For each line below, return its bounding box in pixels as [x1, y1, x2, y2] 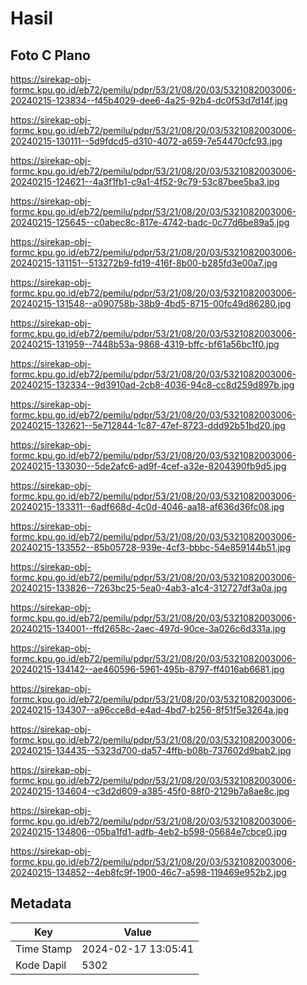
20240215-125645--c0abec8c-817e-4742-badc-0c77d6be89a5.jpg [10, 217, 290, 228]
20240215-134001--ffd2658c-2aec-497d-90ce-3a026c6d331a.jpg [10, 623, 287, 634]
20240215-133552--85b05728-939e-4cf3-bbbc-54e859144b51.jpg [10, 542, 291, 553]
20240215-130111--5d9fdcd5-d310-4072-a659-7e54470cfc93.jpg [10, 135, 283, 147]
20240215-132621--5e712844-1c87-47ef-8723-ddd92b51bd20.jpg [10, 420, 286, 431]
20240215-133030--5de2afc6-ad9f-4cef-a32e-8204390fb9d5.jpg [10, 460, 287, 472]
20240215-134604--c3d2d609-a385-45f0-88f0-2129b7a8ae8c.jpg [10, 785, 290, 797]
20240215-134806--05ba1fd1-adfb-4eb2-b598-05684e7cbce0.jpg [10, 826, 288, 837]
